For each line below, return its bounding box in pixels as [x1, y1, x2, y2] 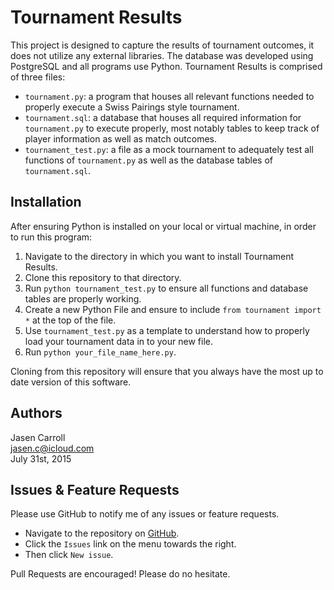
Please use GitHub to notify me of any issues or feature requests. [10, 508, 280, 520]
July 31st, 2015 [10, 452, 72, 465]
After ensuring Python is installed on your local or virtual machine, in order [10, 220, 317, 232]
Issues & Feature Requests [10, 481, 180, 498]
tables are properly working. [24, 292, 142, 305]
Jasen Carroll [10, 431, 66, 443]
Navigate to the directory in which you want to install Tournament [24, 250, 295, 262]
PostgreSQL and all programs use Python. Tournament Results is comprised [10, 60, 323, 72]
